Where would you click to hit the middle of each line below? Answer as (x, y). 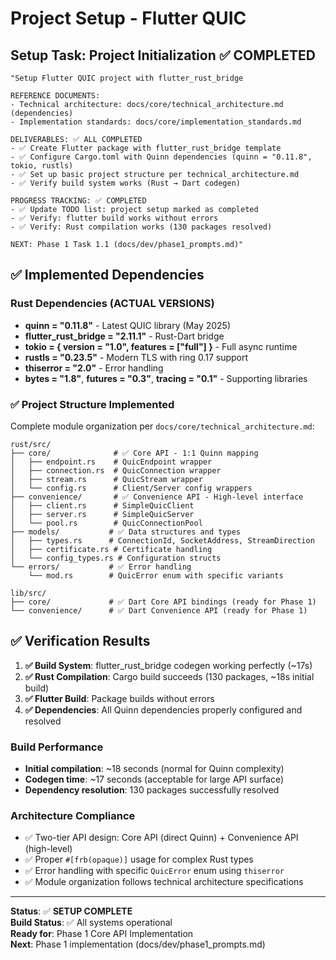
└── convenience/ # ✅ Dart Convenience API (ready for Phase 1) (159, 610)
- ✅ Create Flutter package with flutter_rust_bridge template (146, 148)
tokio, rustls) (42, 166)
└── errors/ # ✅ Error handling (101, 567)
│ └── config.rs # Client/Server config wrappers (131, 488)
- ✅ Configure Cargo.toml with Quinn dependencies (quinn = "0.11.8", (161, 157)
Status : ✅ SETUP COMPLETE (71, 911)
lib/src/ (28, 593)
